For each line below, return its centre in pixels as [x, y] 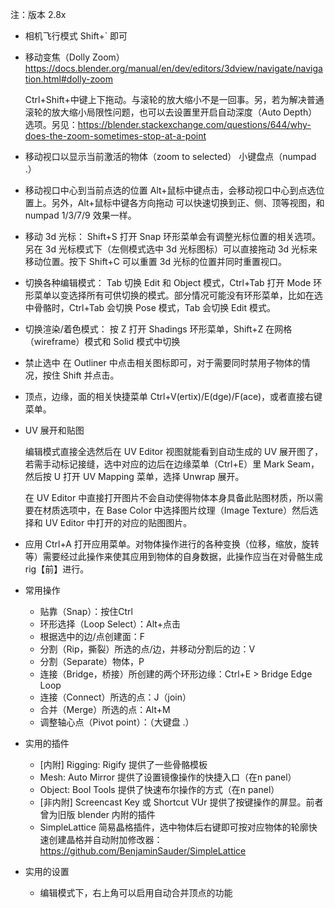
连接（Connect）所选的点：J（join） [115, 697]
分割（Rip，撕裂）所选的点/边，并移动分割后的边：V [147, 649]
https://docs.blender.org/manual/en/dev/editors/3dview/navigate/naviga [173, 68]
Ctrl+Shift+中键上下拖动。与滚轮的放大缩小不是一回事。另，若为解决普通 [174, 99]
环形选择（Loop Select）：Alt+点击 [110, 624]
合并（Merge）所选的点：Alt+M [105, 709]
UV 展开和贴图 [54, 430]
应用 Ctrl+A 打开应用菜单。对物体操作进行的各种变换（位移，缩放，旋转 [172, 544]
